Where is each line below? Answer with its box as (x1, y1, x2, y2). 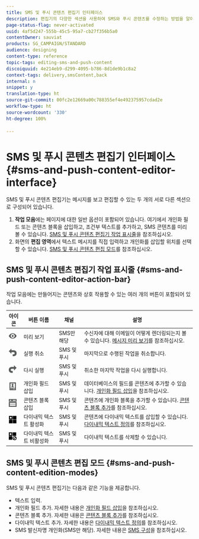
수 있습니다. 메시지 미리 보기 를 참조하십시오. (84, 336, 185, 344)
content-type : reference (6, 53, 68, 59)
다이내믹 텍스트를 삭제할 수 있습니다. (84, 434, 168, 441)
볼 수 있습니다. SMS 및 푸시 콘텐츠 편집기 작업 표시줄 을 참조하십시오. (14, 231, 173, 238)
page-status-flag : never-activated (6, 22, 94, 28)
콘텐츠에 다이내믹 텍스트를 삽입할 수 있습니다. (84, 413, 188, 421)
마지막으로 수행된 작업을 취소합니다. (84, 350, 166, 357)
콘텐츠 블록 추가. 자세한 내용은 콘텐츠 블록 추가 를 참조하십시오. (14, 511, 159, 518)
